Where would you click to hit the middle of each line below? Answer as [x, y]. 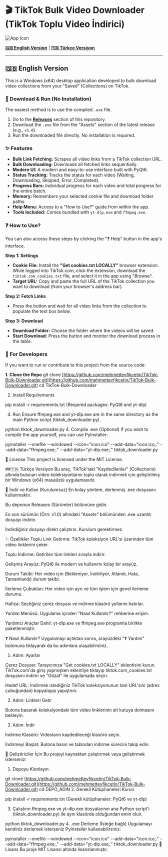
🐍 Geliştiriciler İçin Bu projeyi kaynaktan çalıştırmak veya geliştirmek [75, 754]
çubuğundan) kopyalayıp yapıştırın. [41, 690]
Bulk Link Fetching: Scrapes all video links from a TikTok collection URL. [87, 159]
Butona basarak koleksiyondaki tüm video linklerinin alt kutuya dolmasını [80, 710]
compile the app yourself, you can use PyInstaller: [57, 434]
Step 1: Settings [22, 255]
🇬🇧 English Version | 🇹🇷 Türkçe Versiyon [50, 47]
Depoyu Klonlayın [30, 769]
